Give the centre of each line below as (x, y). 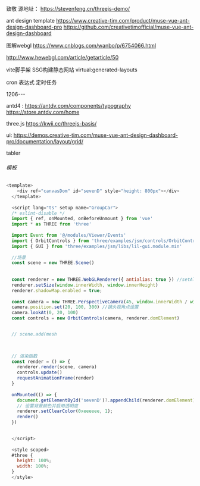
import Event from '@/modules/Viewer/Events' (69, 236)
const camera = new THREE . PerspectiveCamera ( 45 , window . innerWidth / (99, 302)
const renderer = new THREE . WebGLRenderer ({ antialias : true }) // (97, 280)
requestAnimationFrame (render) (56, 378)
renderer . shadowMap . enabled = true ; (57, 290)
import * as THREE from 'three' (52, 224)
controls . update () (40, 373)
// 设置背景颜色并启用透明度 (48, 406)
